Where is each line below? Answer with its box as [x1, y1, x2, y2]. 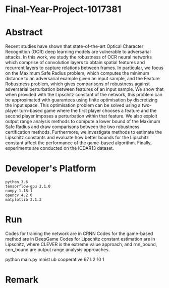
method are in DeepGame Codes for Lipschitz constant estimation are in [5, 236, 155, 242]
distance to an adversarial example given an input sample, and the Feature [5, 76, 160, 82]
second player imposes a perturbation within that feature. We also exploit [5, 113, 157, 119]
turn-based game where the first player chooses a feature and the [19, 107, 157, 114]
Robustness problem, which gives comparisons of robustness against [5, 81, 150, 87]
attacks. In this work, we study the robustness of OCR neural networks [5, 54, 152, 60]
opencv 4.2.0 [5, 193, 33, 198]
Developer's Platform [5, 163, 96, 175]
